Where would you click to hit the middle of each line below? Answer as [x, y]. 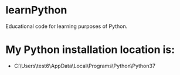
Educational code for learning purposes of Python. [67, 26]
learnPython [36, 10]
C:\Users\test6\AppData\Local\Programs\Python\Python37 [85, 66]
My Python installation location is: [90, 50]
